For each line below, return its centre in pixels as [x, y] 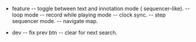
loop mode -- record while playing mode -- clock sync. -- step [89, 15]
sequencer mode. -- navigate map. [55, 21]
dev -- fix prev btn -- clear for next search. [65, 33]
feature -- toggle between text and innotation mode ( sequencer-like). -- [101, 9]
